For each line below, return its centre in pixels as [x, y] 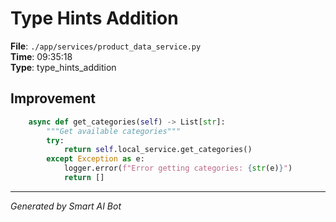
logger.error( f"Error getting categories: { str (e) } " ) [178, 168]
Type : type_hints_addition [63, 67]
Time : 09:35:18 [41, 56]
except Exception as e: [95, 159]
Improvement [53, 98]
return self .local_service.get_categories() [158, 150]
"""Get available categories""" [114, 131]
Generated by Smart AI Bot [66, 206]
